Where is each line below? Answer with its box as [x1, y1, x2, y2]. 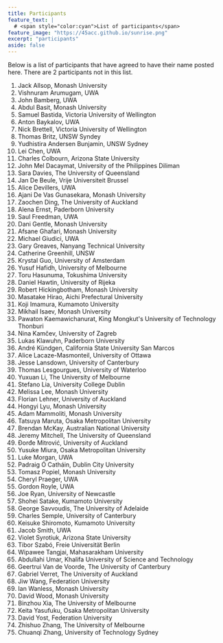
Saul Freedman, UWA [17, 213, 78, 220]
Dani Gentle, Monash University [17, 220, 108, 228]
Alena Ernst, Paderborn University [17, 205, 115, 213]
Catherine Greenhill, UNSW [17, 249, 95, 257]
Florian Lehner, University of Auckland [17, 395, 126, 403]
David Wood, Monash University [17, 592, 109, 600]
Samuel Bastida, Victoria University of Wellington [17, 110, 156, 119]
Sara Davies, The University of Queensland [17, 169, 140, 177]
